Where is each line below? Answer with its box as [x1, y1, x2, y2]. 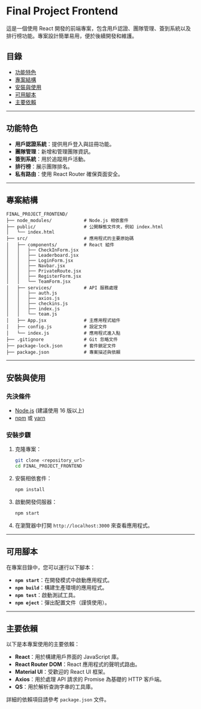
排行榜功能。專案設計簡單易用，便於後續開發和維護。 [6, 32, 138, 40]
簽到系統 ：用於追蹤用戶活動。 [14, 155, 89, 162]
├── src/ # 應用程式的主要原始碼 [6, 235, 134, 242]
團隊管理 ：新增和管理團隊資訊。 [14, 148, 94, 155]
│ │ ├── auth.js [6, 290, 58, 296]
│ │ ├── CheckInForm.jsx [6, 247, 79, 253]
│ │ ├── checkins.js [6, 301, 68, 307]
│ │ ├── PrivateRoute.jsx [6, 268, 82, 274]
